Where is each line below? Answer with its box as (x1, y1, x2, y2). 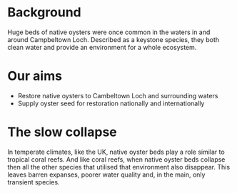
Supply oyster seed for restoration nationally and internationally (17, 99, 205, 108)
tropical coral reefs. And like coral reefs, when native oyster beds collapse (7, 155, 226, 164)
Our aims (7, 68, 63, 84)
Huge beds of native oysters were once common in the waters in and (7, 28, 211, 36)
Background (7, 4, 81, 21)
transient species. (7, 177, 60, 186)
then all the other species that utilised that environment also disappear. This (7, 162, 231, 171)
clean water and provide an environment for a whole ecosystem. (7, 43, 197, 51)
